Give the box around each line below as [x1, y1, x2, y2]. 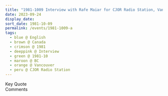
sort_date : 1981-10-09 [5, 21, 52, 26]
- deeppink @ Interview [9, 49, 59, 54]
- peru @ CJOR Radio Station [9, 68, 70, 73]
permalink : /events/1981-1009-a [5, 26, 72, 31]
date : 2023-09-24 [5, 12, 41, 17]
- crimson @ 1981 [9, 44, 46, 49]
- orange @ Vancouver [9, 63, 55, 68]
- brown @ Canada [9, 40, 46, 45]
